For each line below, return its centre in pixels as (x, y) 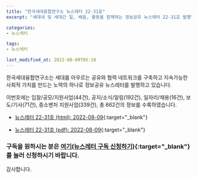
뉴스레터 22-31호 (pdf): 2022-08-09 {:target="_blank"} (80, 130)
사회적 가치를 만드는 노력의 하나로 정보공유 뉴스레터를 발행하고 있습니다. (89, 85)
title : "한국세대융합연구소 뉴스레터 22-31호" (56, 11)
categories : (21, 28)
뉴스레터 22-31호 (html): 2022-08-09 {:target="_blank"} (81, 117)
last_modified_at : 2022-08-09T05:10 (51, 60)
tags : (13, 44)
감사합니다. (19, 169)
